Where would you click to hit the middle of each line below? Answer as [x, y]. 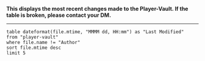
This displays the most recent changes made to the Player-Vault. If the [97, 9]
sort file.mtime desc [34, 48]
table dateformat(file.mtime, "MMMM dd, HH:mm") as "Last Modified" [95, 32]
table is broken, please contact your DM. [59, 15]
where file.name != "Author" [43, 42]
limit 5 [16, 53]
